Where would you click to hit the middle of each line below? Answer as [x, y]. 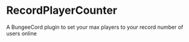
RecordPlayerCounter [62, 10]
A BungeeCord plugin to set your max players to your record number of [95, 27]
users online [22, 33]
